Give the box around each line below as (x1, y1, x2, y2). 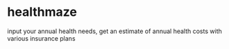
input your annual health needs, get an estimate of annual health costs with (7, 27, 222, 35)
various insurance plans (7, 34, 76, 42)
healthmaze (7, 4, 78, 20)
